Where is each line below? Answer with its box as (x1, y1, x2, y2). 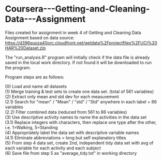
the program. (5, 64, 31, 71)
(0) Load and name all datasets (5, 83, 67, 89)
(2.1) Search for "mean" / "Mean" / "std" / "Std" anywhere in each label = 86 (5, 99, 157, 104)
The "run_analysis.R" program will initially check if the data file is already (5, 54, 150, 60)
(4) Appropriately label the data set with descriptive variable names (5, 130, 139, 135)
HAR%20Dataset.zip (5, 45, 46, 51)
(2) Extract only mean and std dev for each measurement (5, 93, 119, 100)
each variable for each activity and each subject (5, 145, 101, 151)
